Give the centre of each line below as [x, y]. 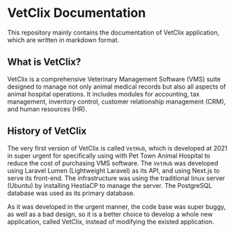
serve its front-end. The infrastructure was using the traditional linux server [116, 178]
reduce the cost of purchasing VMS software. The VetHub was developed [113, 163]
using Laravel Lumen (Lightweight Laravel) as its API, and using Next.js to [113, 170]
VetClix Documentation [77, 13]
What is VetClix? [44, 62]
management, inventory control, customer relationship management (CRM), [117, 101]
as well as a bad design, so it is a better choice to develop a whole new [110, 214]
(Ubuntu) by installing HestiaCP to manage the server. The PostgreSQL [110, 185]
